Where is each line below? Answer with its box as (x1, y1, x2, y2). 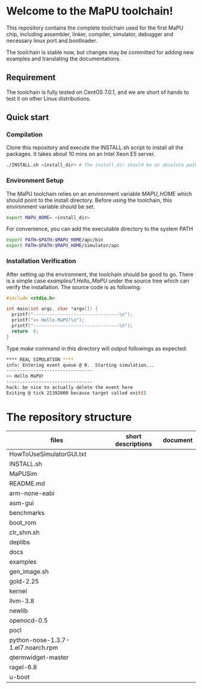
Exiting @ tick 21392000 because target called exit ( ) (6, 390, 147, 396)
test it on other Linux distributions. (6, 95, 91, 102)
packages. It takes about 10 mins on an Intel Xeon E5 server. (6, 151, 155, 158)
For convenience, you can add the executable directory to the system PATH (6, 225, 194, 232)
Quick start (6, 113, 49, 123)
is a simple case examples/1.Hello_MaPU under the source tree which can (6, 277, 189, 284)
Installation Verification (6, 257, 76, 266)
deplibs (9, 538, 30, 546)
